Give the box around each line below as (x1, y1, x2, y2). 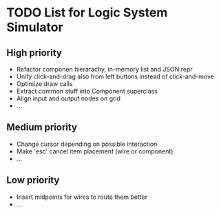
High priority (6, 47, 63, 58)
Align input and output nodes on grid (16, 94, 121, 103)
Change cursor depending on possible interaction (16, 140, 158, 148)
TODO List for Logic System (6, 5, 168, 21)
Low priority (6, 174, 60, 186)
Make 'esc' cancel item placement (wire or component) (16, 147, 173, 156)
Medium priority (6, 122, 77, 133)
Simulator (6, 19, 63, 35)
